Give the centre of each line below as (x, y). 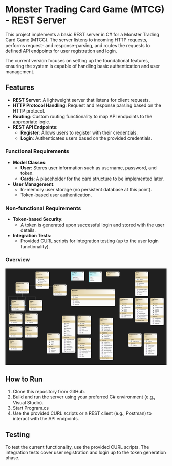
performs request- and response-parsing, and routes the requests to (78, 45)
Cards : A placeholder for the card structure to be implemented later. (92, 179)
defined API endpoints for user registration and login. (61, 51)
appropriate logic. (31, 122)
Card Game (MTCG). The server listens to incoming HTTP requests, (77, 40)
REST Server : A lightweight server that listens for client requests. (81, 100)
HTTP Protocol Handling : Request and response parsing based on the (87, 105)
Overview (18, 260)
